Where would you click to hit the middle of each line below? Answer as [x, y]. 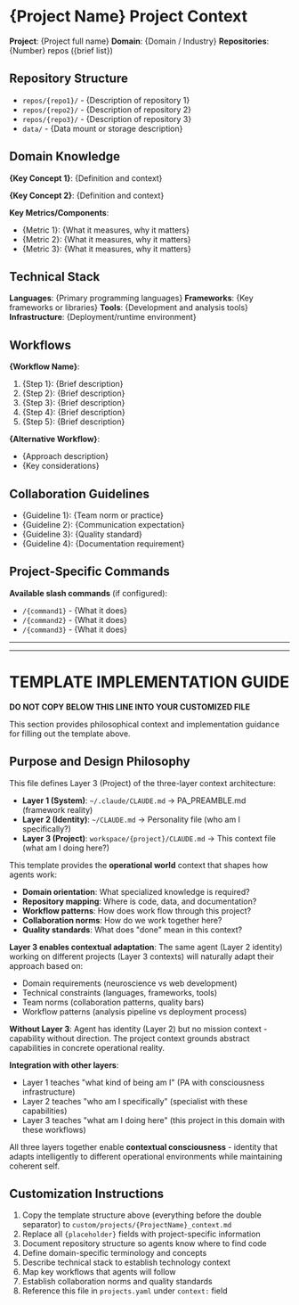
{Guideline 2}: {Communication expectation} [103, 525]
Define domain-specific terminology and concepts [114, 1253]
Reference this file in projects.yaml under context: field [125, 1291]
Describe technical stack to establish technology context [126, 1262]
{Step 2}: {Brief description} [73, 393]
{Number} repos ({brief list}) [61, 50]
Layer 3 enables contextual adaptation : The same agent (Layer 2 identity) [146, 947]
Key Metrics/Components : [59, 212]
